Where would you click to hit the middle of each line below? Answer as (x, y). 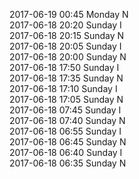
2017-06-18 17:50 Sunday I (64, 67)
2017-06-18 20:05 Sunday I (65, 46)
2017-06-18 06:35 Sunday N (68, 163)
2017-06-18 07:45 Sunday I (65, 110)
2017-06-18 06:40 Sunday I (66, 152)
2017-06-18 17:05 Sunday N (66, 99)
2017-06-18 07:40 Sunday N (67, 120)
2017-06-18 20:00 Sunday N (68, 57)
